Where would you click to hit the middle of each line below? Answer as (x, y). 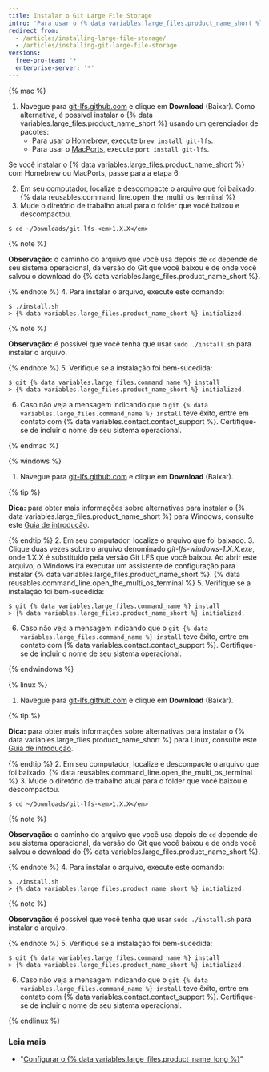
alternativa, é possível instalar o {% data (86, 115)
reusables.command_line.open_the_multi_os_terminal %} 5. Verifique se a (129, 583)
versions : (25, 53)
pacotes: (34, 131)
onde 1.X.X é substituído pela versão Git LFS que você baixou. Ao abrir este (133, 557)
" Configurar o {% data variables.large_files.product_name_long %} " (132, 1059)
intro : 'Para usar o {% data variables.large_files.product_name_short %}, (137, 23)
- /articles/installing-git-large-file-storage (96, 46)
